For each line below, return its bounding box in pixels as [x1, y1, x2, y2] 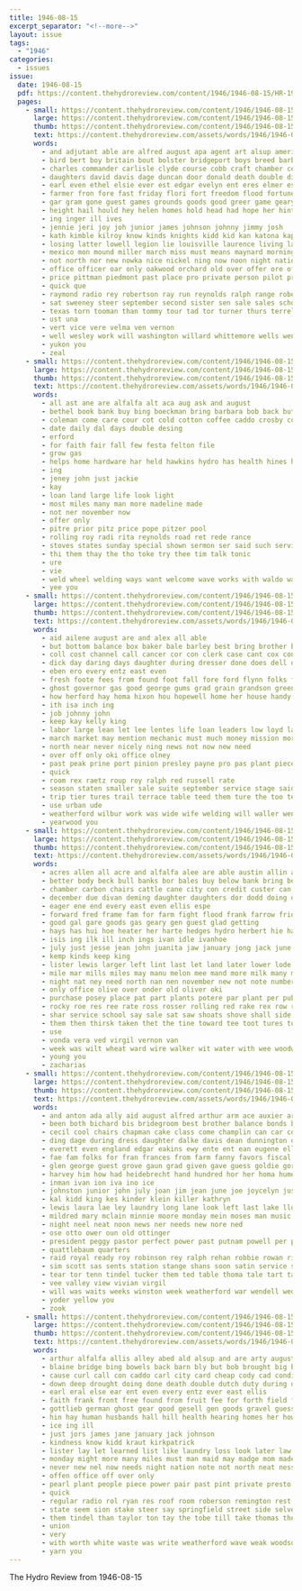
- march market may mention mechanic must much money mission [41, 734, 280, 744]
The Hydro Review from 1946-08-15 [9, 1571, 142, 1582]
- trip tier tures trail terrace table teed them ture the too [41, 792, 283, 802]
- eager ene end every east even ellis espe [41, 901, 211, 910]
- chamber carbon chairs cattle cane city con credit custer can [41, 884, 292, 893]
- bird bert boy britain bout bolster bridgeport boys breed [41, 155, 276, 165]
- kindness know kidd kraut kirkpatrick [41, 1438, 195, 1447]
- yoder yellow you [41, 1295, 115, 1304]
